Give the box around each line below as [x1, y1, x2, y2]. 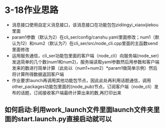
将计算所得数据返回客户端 [11, 71, 64, 77]
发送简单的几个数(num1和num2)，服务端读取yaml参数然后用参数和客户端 [11, 59, 160, 65]
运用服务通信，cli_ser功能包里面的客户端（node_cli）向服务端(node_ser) [11, 52, 159, 58]
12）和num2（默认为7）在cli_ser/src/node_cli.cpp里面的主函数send [20, 40, 158, 46]
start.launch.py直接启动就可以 [17, 115, 112, 124]
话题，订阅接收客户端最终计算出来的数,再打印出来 [20, 89, 122, 95]
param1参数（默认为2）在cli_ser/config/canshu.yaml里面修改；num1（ [11, 34, 155, 40]
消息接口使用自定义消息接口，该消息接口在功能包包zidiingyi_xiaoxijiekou [11, 22, 159, 28]
